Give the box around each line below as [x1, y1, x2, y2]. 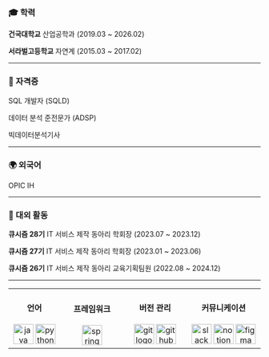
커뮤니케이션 [201, 302, 247, 314]
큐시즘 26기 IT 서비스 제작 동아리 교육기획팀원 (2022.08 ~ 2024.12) [8, 263, 221, 274]
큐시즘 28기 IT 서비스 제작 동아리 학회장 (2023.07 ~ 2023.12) [8, 229, 201, 239]
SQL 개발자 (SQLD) [8, 95, 70, 105]
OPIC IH [8, 181, 34, 190]
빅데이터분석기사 [8, 130, 61, 140]
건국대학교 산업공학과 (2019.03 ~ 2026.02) [8, 30, 145, 39]
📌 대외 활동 [8, 209, 48, 221]
